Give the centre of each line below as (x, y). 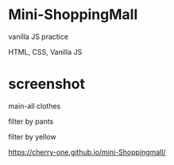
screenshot (47, 84)
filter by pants (31, 121)
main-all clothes (35, 106)
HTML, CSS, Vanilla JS (45, 52)
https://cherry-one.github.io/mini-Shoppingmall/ (87, 152)
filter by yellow (33, 136)
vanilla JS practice (39, 36)
